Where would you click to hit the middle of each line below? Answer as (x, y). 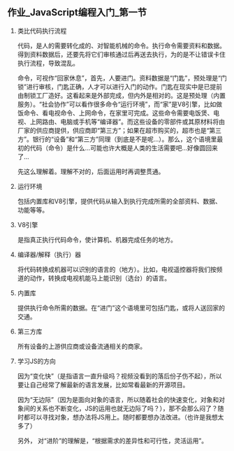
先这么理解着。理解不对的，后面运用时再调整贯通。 (91, 171)
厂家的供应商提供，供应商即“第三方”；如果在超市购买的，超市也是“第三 (119, 130)
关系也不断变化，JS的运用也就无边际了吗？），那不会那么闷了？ (127, 408)
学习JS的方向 (36, 361)
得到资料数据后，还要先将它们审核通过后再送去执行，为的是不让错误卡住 (121, 54)
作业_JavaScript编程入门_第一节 (77, 13)
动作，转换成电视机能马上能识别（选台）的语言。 (100, 278)
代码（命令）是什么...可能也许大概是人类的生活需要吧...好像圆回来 (124, 148)
